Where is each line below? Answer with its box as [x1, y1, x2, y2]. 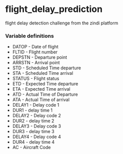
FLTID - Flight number [12, 49, 58, 55]
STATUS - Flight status [12, 76, 59, 82]
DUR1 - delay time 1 [12, 107, 52, 113]
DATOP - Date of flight [12, 44, 58, 50]
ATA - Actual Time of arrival [12, 97, 70, 103]
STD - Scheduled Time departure [12, 65, 81, 71]
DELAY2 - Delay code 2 [12, 113, 61, 119]
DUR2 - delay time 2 [12, 118, 54, 124]
